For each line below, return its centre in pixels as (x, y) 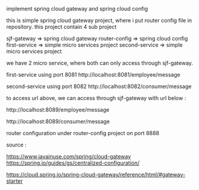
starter (14, 181)
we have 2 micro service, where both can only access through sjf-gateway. (100, 63)
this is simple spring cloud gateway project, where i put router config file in (99, 20)
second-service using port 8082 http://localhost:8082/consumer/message (99, 86)
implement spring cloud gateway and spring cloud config (77, 9)
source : (17, 145)
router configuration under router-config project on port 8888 (83, 133)
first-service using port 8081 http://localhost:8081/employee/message (93, 74)
